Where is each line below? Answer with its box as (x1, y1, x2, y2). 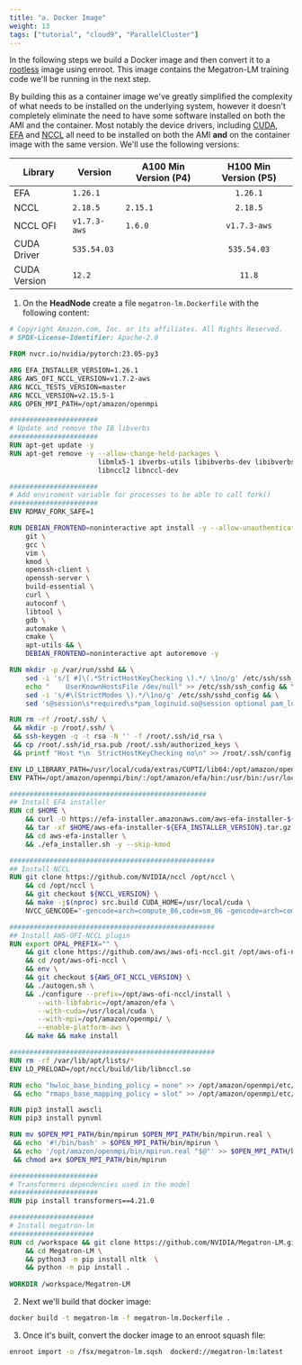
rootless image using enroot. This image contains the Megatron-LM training (9, 64, 289, 75)
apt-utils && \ (25, 641, 83, 650)
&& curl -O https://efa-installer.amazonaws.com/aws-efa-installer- (25, 814, 288, 824)
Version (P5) (221, 172, 277, 185)
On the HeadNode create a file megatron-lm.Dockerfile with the (22, 298, 259, 309)
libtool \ (25, 607, 63, 616)
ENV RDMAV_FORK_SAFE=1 (9, 507, 94, 516)
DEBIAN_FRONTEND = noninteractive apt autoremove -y (25, 650, 219, 659)
